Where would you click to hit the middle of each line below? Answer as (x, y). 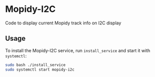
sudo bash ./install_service (35, 65)
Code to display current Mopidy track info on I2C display (63, 23)
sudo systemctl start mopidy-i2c (40, 70)
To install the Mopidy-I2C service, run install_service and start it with (78, 50)
